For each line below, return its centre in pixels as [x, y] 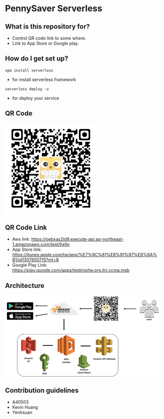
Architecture [25, 286]
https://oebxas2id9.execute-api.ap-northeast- [78, 239]
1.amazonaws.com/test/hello [41, 245]
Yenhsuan [22, 413]
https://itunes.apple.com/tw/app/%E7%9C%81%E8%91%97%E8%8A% [84, 255]
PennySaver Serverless [54, 9]
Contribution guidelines [42, 390]
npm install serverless [29, 70]
